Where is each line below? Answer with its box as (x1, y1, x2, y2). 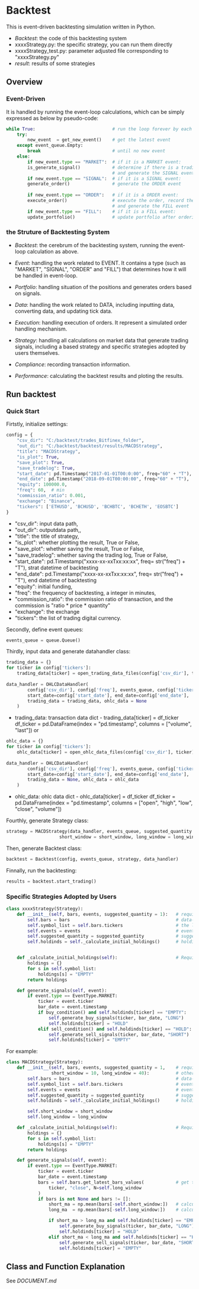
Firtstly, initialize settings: (6, 421, 68, 428)
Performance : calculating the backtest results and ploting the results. (14, 372, 184, 379)
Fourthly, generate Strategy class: (6, 817, 89, 824)
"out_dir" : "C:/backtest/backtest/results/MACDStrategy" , (17, 443, 163, 449)
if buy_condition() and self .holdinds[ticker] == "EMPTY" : (37, 1009, 187, 1016)
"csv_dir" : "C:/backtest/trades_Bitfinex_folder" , (17, 438, 145, 444)
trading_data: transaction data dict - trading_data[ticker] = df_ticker (14, 714, 179, 722)
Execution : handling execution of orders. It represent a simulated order (14, 319, 188, 326)
